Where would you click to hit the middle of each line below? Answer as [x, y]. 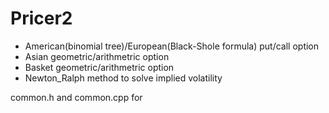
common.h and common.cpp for [76, 97]
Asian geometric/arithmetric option [97, 56]
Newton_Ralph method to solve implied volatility [123, 78]
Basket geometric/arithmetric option [99, 67]
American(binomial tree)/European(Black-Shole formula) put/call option [172, 46]
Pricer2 [41, 18]
